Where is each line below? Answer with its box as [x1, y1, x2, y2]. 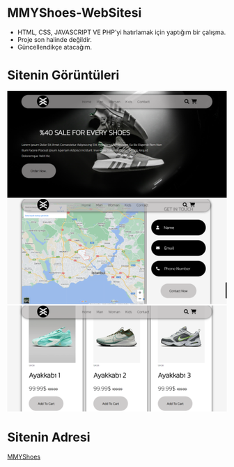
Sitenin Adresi [7, 429, 91, 445]
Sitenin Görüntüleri [7, 68, 120, 83]
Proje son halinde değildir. [17, 35, 93, 43]
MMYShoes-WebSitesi [7, 5, 142, 21]
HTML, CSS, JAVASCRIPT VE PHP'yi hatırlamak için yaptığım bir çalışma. [17, 28, 226, 36]
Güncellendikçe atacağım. [17, 43, 93, 51]
